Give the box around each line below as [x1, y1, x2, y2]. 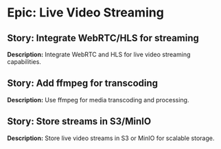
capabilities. [7, 58, 41, 66]
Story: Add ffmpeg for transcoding [7, 78, 159, 89]
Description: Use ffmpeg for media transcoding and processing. [7, 95, 189, 104]
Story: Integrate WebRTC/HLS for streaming [7, 32, 199, 44]
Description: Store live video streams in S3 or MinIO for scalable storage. [7, 134, 215, 142]
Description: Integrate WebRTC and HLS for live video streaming [7, 50, 191, 58]
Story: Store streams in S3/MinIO [7, 115, 152, 128]
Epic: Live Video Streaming [7, 5, 165, 21]
